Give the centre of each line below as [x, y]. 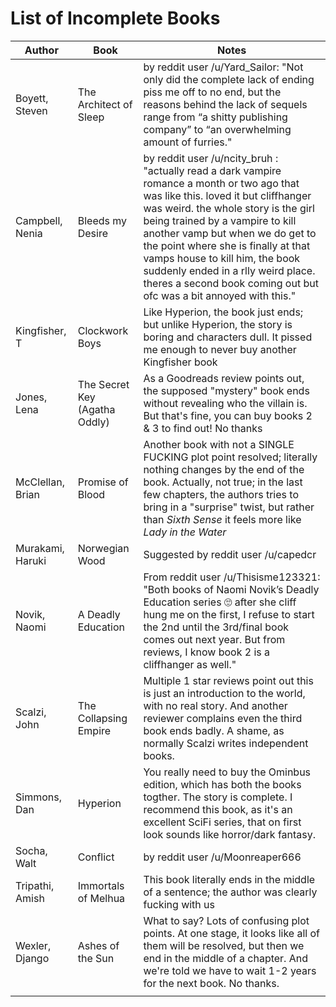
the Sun [96, 958]
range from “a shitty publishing [215, 117]
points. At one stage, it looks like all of [231, 933]
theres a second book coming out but [231, 283]
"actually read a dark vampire [212, 170]
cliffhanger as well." [190, 664]
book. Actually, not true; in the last [223, 482]
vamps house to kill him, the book [222, 258]
